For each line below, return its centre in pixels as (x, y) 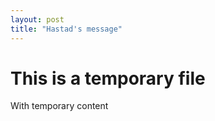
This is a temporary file (108, 78)
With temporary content (59, 106)
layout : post (37, 19)
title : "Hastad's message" (66, 29)
